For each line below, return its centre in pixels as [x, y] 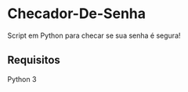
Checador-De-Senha [77, 14]
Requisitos [34, 60]
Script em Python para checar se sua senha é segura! [94, 35]
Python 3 [22, 79]
